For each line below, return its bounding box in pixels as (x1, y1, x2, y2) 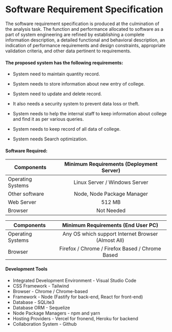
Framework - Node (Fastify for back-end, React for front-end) (12, 294, 143, 300)
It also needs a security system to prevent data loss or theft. (12, 101, 140, 107)
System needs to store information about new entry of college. (12, 81, 145, 87)
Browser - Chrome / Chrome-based (12, 288, 88, 294)
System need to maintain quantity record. (12, 71, 100, 77)
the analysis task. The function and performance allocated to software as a (5, 26, 164, 32)
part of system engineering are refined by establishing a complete (5, 31, 145, 37)
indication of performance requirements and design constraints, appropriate (5, 42, 166, 48)
